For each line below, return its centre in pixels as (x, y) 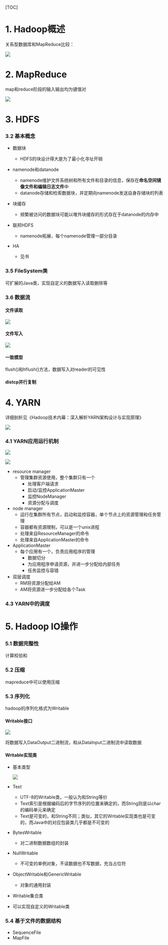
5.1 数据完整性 (22, 643)
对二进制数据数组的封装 (44, 843)
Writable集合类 (28, 896)
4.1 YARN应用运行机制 (32, 441)
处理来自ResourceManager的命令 (55, 534)
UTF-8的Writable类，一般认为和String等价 (64, 797)
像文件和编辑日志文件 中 (44, 187)
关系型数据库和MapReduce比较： (40, 44)
